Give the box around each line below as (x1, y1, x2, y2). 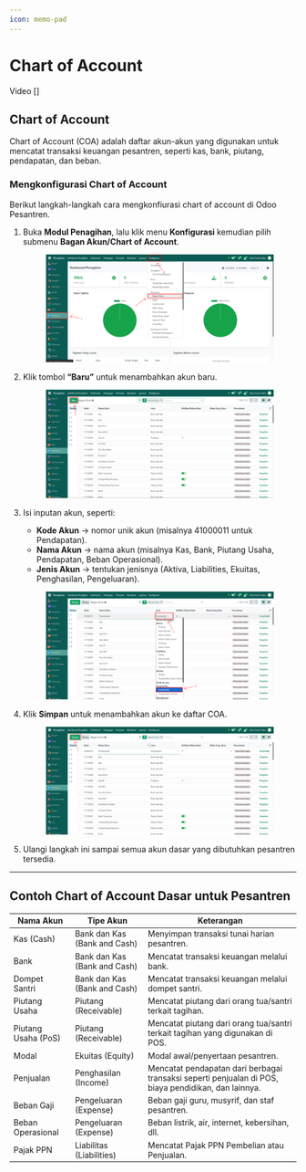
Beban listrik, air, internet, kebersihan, (148, 1117, 290, 1128)
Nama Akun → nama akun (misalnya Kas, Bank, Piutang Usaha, (36, 544, 275, 555)
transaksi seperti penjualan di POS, (148, 1073, 279, 1083)
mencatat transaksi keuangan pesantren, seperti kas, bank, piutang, (9, 146, 264, 157)
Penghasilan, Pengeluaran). (36, 573, 140, 584)
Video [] (9, 85, 40, 96)
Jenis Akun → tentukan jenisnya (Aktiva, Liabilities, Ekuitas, (36, 563, 260, 574)
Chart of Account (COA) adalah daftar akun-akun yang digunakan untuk (9, 136, 280, 147)
